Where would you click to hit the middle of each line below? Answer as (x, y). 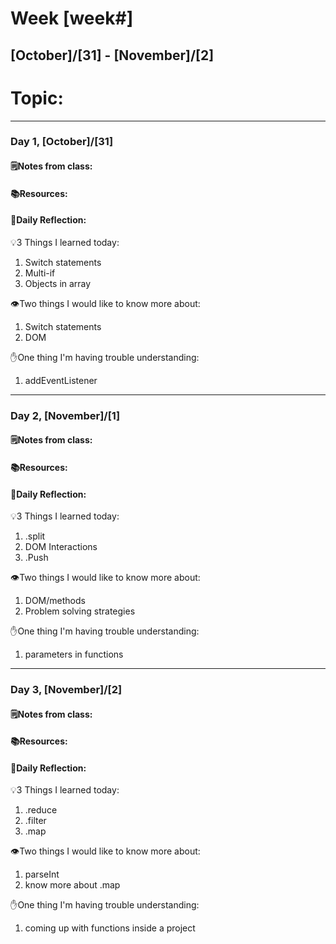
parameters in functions (74, 654)
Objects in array (58, 283)
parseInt (42, 874)
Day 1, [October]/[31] (62, 142)
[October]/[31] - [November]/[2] (112, 55)
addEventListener (61, 380)
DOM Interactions (61, 547)
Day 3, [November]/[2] (66, 690)
